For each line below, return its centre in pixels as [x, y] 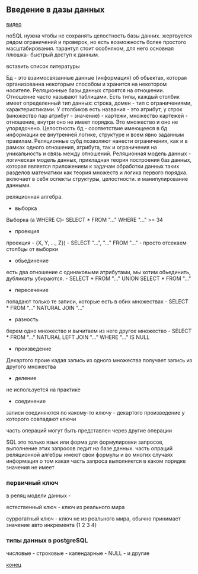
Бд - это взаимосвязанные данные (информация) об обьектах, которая [97, 77]
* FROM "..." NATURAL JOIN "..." [45, 308]
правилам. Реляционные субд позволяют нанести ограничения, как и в [97, 141]
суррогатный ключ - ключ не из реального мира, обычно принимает [93, 519]
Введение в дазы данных [55, 10]
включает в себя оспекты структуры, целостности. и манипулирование [97, 178]
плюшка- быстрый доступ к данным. [53, 54]
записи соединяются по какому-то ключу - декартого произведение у [95, 412]
